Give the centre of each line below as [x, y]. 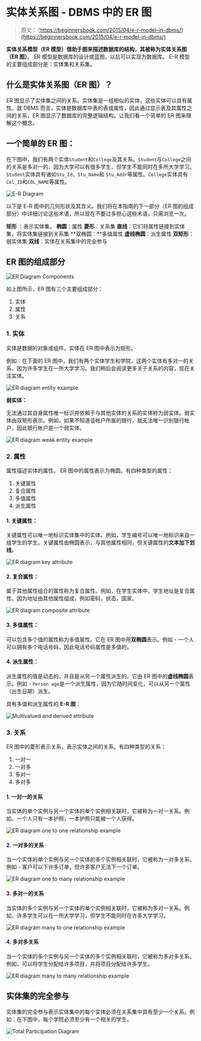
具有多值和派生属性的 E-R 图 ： [44, 704]
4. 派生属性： [22, 662]
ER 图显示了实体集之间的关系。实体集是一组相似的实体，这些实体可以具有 [97, 100]
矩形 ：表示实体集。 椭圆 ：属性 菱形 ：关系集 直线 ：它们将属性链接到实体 [96, 226]
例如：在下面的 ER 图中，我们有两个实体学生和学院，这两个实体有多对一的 [98, 361]
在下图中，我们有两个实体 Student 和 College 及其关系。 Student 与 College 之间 [99, 159]
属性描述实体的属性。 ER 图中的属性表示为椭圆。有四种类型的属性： [90, 470]
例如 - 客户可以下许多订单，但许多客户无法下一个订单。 [74, 867]
